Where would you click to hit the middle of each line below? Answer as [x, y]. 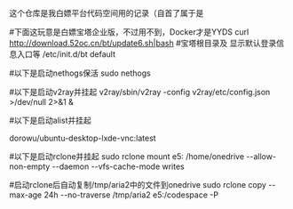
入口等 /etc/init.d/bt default [66, 54]
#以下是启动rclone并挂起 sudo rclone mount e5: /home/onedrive [127, 157]
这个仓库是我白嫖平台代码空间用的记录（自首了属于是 [107, 13]
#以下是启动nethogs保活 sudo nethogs [80, 73]
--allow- [261, 157]
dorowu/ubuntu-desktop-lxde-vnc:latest [83, 138]
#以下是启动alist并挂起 [50, 120]
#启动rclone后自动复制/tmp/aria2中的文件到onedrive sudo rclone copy [138, 185]
